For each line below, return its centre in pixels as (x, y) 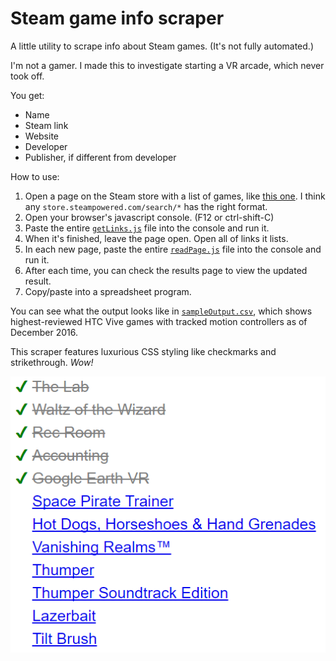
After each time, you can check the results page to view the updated (166, 270)
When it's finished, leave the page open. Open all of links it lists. (156, 238)
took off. (27, 76)
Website (42, 136)
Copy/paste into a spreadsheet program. (108, 291)
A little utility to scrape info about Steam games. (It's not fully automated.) (162, 46)
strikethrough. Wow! (52, 362)
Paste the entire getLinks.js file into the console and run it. (147, 228)
